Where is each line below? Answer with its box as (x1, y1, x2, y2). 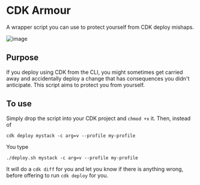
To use (6, 99, 32, 109)
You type (6, 143, 29, 150)
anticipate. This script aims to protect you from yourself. (6, 81, 145, 88)
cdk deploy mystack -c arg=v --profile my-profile (6, 133, 136, 139)
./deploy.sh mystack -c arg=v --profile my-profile (6, 154, 138, 161)
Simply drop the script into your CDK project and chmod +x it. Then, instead (6, 115, 191, 122)
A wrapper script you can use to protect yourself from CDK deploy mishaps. (6, 23, 194, 31)
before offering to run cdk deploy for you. (6, 172, 109, 179)
